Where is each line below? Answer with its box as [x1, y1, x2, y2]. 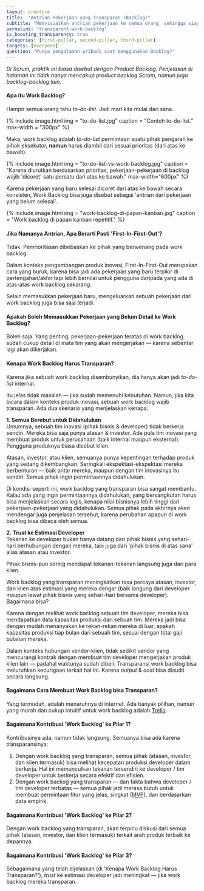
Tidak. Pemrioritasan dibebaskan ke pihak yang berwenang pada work [6, 244, 183, 251]
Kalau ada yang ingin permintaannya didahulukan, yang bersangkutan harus [6, 491, 197, 499]
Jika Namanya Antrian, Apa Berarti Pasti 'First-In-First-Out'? [6, 230, 163, 237]
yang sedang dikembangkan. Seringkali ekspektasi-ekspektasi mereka [6, 460, 183, 468]
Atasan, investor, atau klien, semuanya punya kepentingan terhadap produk [6, 454, 195, 461]
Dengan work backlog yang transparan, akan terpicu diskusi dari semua [6, 825, 186, 832]
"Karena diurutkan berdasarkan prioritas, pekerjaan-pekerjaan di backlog [6, 166, 189, 174]
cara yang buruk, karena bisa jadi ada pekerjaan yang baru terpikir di [6, 268, 178, 275]
